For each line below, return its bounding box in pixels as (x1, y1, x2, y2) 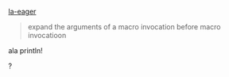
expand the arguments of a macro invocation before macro (27, 22, 221, 31)
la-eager (8, 7, 37, 16)
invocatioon (27, 31, 67, 40)
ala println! (8, 46, 43, 55)
